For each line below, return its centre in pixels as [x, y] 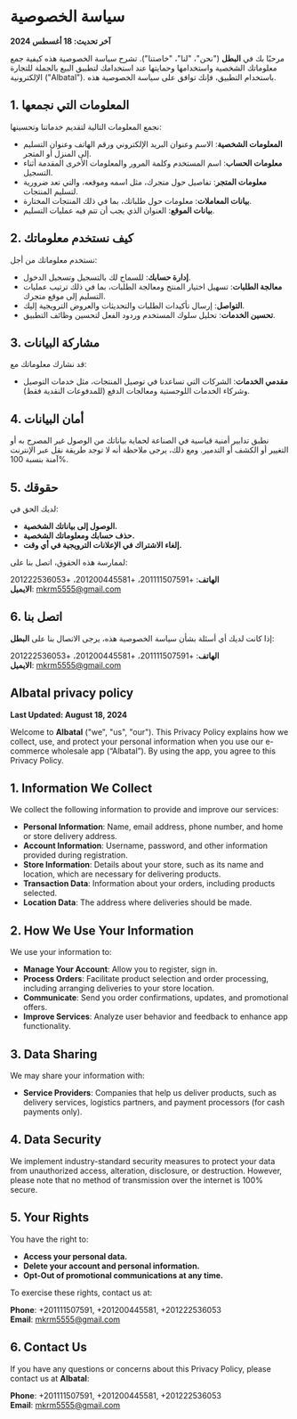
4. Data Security [56, 1140]
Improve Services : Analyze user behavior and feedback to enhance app [155, 1016]
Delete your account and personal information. [111, 1266]
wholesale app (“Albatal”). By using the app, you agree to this [164, 751]
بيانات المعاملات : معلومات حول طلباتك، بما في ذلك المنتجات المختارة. [137, 200]
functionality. [47, 1026]
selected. [40, 893]
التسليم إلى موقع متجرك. [64, 296]
